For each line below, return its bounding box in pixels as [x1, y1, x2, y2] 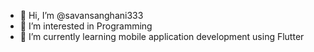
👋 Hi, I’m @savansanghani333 [19, 10, 144, 21]
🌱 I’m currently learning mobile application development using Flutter [19, 31, 305, 42]
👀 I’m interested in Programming [19, 20, 153, 32]
